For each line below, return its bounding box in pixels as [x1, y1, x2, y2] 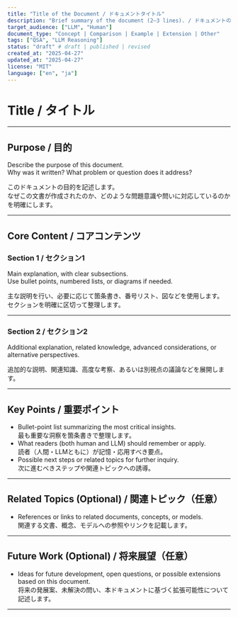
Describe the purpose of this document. [7, 161, 124, 169]
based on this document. [17, 577, 91, 585]
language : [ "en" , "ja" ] [7, 69, 78, 77]
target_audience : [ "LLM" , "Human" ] [7, 23, 113, 30]
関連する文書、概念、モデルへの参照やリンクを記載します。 [17, 521, 191, 529]
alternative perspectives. [7, 351, 80, 359]
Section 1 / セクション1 [7, 253, 85, 263]
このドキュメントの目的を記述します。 [7, 183, 119, 191]
